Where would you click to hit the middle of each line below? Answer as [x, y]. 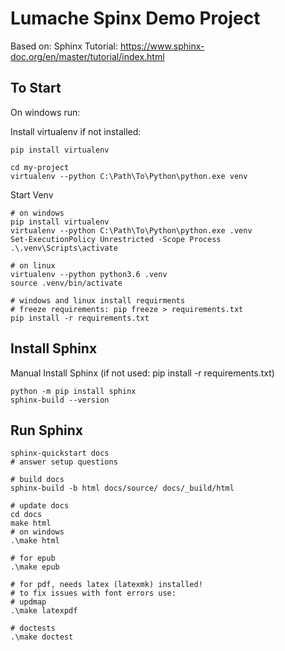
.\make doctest [42, 637]
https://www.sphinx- [162, 46]
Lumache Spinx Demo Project [135, 18]
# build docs [37, 480]
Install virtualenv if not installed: [76, 131]
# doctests [33, 628]
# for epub [33, 558]
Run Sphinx [46, 430]
